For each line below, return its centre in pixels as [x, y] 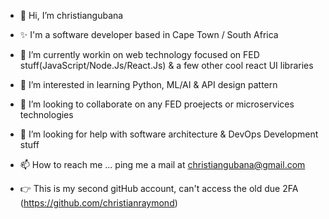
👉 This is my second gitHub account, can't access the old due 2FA [159, 188]
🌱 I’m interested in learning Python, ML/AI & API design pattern [148, 84]
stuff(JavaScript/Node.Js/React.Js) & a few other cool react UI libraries [166, 65]
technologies [46, 114]
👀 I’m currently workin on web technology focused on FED [139, 54]
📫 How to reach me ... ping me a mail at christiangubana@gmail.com [162, 164]
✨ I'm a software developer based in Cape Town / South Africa [149, 34]
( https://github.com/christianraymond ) [98, 203]
